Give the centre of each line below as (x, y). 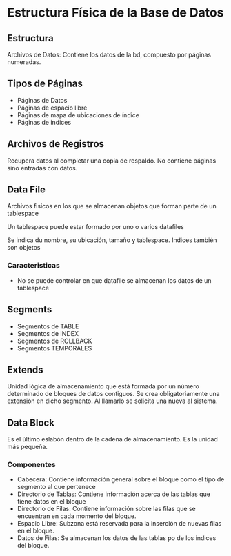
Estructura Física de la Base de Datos (115, 13)
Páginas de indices (44, 122)
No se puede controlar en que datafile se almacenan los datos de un (114, 280)
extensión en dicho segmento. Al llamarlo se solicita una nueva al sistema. (112, 401)
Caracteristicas (33, 266)
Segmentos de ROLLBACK (54, 341)
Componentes (32, 465)
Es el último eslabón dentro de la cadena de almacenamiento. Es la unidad (113, 439)
